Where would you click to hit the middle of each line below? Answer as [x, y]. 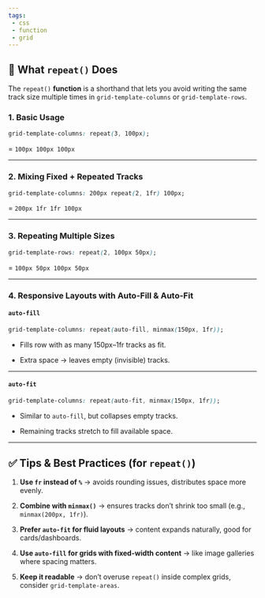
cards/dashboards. [50, 538]
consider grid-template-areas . [69, 585]
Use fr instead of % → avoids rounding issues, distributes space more [133, 482]
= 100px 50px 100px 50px [49, 267]
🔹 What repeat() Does [63, 69]
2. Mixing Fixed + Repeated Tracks [76, 177]
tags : [17, 15]
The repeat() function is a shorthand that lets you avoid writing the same [127, 88]
